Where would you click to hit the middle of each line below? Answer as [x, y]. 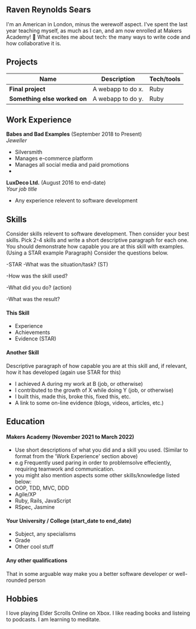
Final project [27, 89]
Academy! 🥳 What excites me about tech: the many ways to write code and [98, 37]
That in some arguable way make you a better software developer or [90, 573]
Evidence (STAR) [35, 339]
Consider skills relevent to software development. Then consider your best [98, 234]
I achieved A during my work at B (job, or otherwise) [79, 383]
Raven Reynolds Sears [49, 10]
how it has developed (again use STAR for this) [63, 372]
